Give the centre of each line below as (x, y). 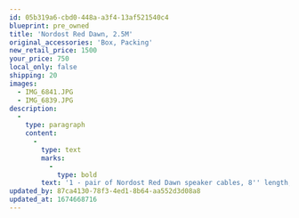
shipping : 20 (33, 76)
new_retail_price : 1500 (53, 51)
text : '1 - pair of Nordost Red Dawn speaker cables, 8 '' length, (167, 183)
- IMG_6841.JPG (45, 92)
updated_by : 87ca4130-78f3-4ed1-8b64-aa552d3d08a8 (105, 191)
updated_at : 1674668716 (53, 200)
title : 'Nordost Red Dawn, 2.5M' (71, 34)
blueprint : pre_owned (49, 26)
